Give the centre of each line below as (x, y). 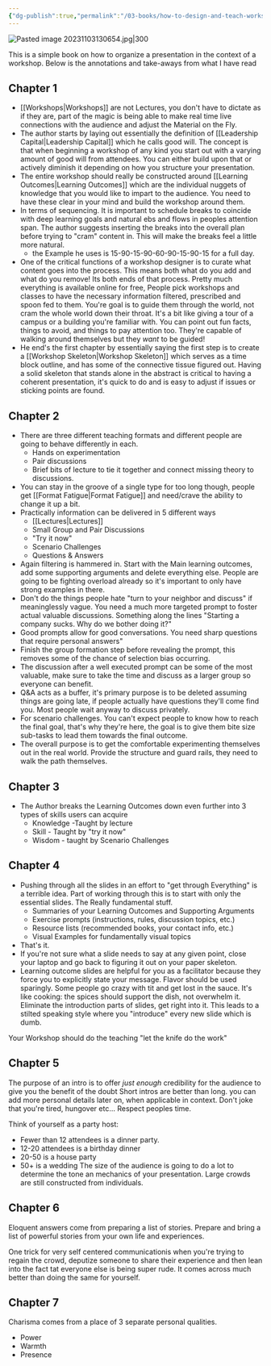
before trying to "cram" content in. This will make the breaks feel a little (138, 236)
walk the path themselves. (63, 761)
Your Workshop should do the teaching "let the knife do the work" (118, 1038)
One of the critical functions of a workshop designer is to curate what (135, 262)
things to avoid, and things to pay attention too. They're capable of (131, 331)
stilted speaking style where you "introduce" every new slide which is (135, 1013)
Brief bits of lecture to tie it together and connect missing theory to (143, 470)
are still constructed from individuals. (81, 1182)
